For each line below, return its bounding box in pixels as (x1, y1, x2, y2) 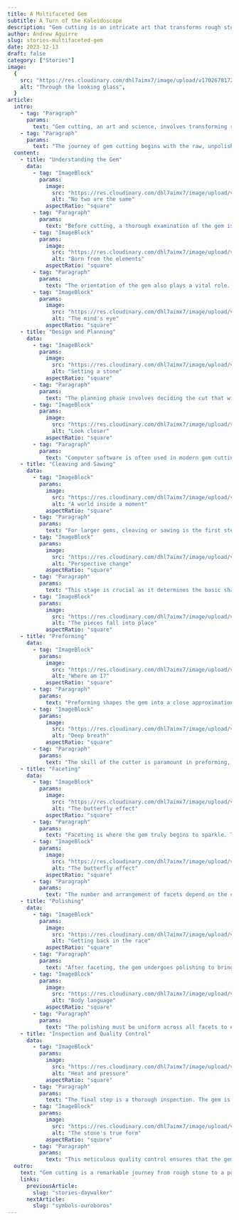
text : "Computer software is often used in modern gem (45, 454, 212, 462)
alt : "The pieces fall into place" (52, 620, 158, 627)
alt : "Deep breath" (52, 732, 110, 739)
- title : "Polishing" (20, 898, 84, 905)
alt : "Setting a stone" (52, 368, 122, 375)
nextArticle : (26, 1196, 65, 1203)
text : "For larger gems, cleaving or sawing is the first (45, 527, 221, 534)
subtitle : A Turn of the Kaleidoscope (7, 17, 122, 24)
